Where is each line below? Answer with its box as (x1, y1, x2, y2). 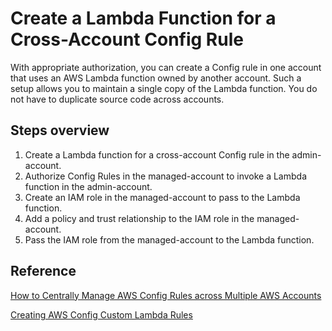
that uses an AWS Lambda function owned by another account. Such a (10, 72, 302, 84)
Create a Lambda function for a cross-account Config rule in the (24, 148, 290, 161)
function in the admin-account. (24, 180, 153, 192)
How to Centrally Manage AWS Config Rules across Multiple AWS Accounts (10, 289, 322, 301)
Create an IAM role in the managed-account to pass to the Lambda (24, 191, 301, 203)
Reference (10, 263, 77, 280)
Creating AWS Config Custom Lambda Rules (10, 308, 193, 321)
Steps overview (10, 122, 110, 139)
